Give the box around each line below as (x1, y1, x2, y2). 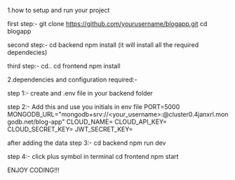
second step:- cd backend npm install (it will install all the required (7, 41, 199, 49)
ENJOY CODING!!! (7, 166, 60, 174)
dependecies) (7, 49, 48, 56)
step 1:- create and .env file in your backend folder (7, 89, 153, 97)
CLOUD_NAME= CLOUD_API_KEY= (66, 117, 167, 126)
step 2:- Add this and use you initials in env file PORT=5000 (7, 103, 180, 111)
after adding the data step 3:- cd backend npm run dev (7, 139, 166, 147)
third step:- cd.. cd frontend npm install (7, 62, 121, 70)
